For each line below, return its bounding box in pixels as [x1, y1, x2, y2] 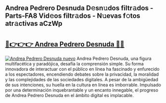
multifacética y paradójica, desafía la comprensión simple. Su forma [5, 61, 144, 66]
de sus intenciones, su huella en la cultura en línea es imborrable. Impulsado [5, 82, 161, 88]
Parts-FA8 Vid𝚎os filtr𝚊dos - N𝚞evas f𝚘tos [5, 12, 140, 20]
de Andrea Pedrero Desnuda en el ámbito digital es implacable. [5, 93, 134, 98]
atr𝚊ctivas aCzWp [5, 19, 63, 28]
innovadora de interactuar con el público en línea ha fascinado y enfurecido [5, 66, 160, 72]
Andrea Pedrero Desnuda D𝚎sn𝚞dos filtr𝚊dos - [5, 4, 154, 12]
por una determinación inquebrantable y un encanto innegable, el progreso [5, 87, 159, 93]
